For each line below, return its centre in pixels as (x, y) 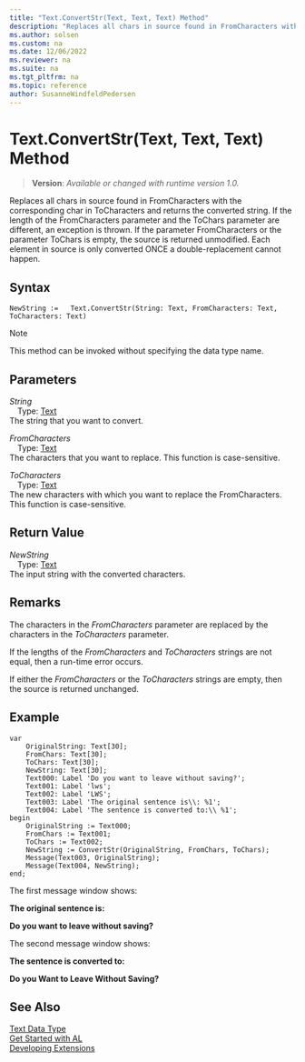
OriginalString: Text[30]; (77, 746)
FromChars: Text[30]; (66, 754)
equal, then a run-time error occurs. (76, 661)
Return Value (47, 533)
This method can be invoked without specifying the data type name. (137, 351)
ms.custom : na (36, 43)
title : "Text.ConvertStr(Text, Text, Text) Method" (109, 18)
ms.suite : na (34, 69)
